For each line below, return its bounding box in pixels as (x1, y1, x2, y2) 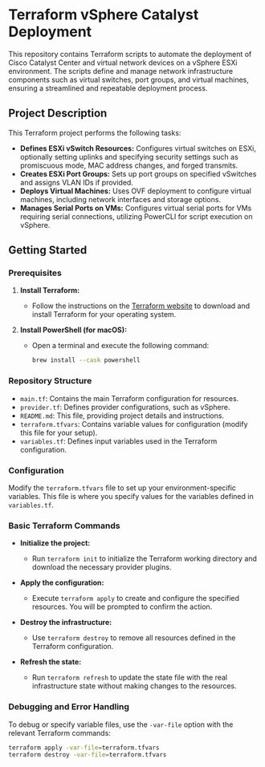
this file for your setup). (19, 428, 98, 437)
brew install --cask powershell (31, 356, 141, 364)
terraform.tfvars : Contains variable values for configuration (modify (19, 419, 248, 428)
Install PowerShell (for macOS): (19, 325, 127, 335)
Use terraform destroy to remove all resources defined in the (31, 633, 236, 643)
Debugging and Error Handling (8, 701, 130, 712)
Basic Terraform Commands (8, 520, 120, 531)
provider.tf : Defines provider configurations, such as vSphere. (19, 402, 230, 412)
